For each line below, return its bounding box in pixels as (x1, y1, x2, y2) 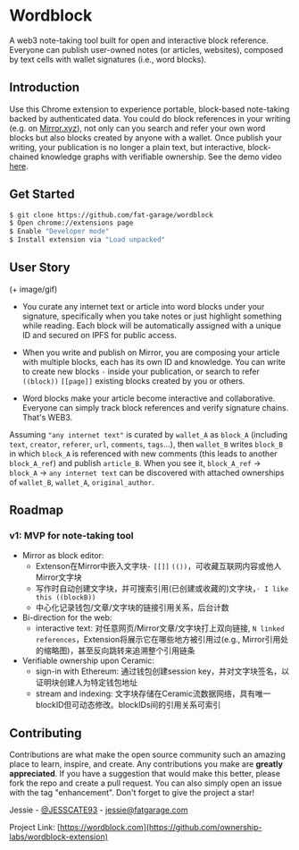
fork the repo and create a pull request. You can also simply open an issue (9, 778, 283, 788)
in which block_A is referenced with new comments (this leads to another (9, 448, 278, 459)
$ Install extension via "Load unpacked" (9, 235, 166, 244)
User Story (9, 260, 71, 276)
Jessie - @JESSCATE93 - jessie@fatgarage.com (9, 804, 188, 815)
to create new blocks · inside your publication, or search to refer (21, 366, 261, 377)
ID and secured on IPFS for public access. (21, 329, 177, 340)
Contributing (9, 726, 82, 741)
